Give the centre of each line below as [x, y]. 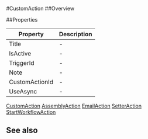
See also [22, 131]
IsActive [20, 53]
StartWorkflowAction [31, 112]
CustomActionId [31, 82]
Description [75, 34]
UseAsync [23, 91]
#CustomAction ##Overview [40, 8]
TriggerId [22, 63]
